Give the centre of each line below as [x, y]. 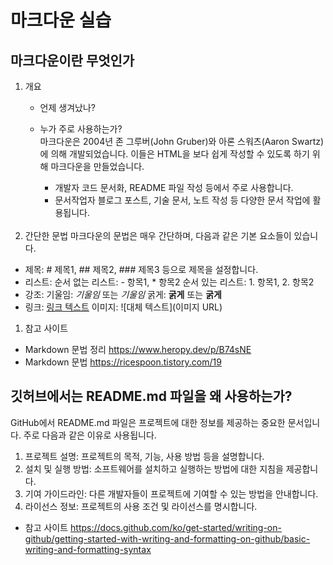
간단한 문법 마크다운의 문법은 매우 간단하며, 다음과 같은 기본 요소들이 [158, 235]
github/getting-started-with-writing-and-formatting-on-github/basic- [167, 538]
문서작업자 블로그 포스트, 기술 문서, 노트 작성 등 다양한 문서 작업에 [182, 200]
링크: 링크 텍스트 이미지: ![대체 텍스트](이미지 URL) [123, 307]
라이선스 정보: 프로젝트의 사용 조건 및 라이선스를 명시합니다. [141, 506]
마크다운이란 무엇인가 [72, 60]
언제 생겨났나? [67, 107]
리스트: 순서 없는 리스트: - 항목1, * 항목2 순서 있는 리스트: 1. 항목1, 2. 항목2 [169, 282]
